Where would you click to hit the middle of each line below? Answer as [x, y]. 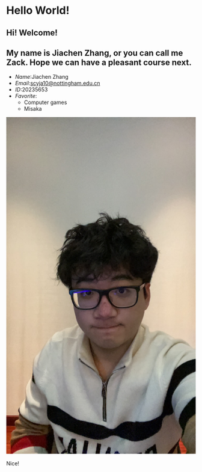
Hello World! [38, 11]
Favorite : [26, 96]
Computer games [45, 102]
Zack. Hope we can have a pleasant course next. [99, 62]
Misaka [33, 109]
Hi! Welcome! [32, 33]
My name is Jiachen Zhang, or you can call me [95, 53]
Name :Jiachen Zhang [41, 77]
